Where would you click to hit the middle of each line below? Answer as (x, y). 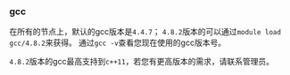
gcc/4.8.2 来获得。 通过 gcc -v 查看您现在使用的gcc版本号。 (117, 43)
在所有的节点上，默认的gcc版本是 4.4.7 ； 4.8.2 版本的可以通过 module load (145, 32)
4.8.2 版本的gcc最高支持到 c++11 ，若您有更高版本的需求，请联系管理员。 (142, 62)
